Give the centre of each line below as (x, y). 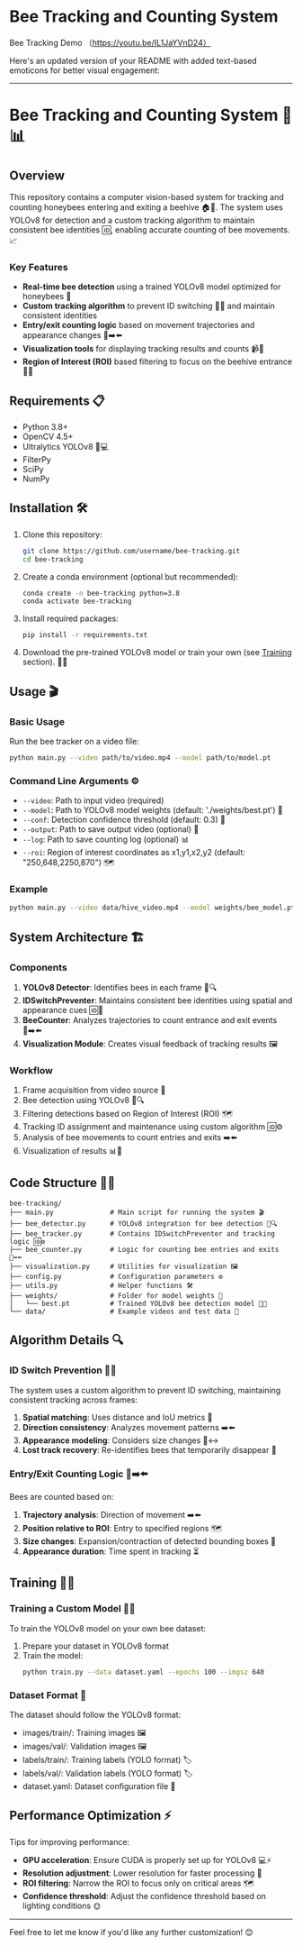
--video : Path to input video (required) (93, 800)
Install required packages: (70, 618)
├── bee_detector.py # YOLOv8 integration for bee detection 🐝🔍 (143, 1224)
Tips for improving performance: (70, 1841)
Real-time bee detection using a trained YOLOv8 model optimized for (151, 287)
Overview (37, 175)
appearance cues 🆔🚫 (62, 1010)
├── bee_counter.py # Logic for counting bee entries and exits (144, 1250)
